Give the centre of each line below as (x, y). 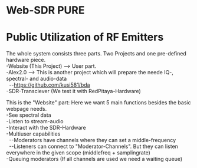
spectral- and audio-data (37, 79)
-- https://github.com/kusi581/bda (49, 85)
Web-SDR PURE (45, 10)
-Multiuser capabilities (33, 134)
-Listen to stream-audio (35, 121)
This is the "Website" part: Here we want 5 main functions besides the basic (98, 103)
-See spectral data (29, 115)
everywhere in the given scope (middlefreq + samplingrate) (78, 153)
